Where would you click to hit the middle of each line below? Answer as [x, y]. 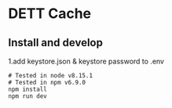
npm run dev [27, 96]
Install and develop [56, 43]
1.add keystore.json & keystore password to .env [86, 61]
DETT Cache [50, 14]
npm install [27, 89]
